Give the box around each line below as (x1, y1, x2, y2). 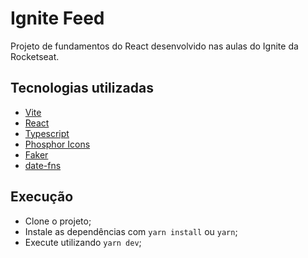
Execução (10, 188, 74, 206)
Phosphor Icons (24, 138, 91, 150)
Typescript (24, 127, 70, 139)
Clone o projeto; (24, 215, 92, 227)
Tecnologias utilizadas (10, 80, 154, 97)
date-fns (24, 159, 62, 171)
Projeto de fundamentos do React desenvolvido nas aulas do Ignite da (10, 40, 299, 52)
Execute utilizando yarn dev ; (24, 236, 142, 248)
